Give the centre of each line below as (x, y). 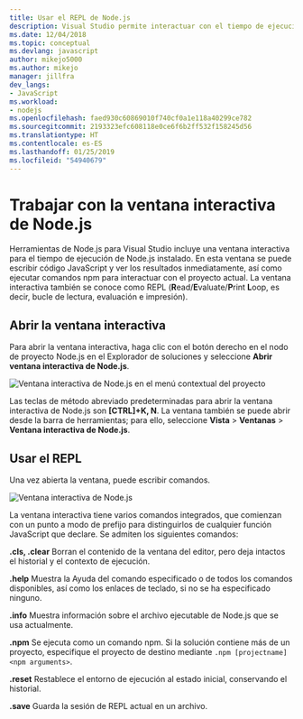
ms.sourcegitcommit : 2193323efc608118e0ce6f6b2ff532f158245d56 (131, 127)
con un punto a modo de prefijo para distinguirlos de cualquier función (141, 525)
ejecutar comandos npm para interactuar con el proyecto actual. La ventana (150, 278)
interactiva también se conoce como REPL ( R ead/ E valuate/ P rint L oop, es (144, 287)
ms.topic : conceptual (50, 43)
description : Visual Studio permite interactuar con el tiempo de (137, 26)
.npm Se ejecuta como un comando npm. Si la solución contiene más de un (150, 642)
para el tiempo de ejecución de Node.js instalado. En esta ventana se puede (151, 259)
